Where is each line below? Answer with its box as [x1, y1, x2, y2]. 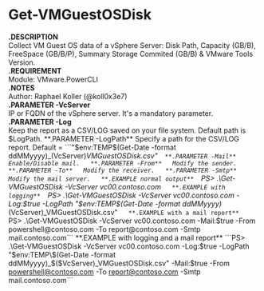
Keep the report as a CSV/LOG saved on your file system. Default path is [8, 126, 246, 135]
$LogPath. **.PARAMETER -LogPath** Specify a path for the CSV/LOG [8, 134, 239, 143]
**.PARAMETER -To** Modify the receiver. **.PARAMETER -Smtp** [8, 166, 238, 174]
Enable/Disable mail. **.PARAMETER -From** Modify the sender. [8, 159, 238, 167]
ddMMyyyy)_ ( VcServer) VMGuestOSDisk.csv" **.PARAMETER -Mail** [8, 150, 237, 161]
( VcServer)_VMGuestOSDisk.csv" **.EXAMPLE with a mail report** [8, 207, 239, 217]
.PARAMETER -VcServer [8, 100, 90, 110]
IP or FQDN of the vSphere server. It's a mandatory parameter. [8, 108, 214, 118]
